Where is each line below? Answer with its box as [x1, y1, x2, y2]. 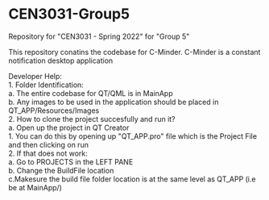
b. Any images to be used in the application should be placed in [8, 97, 219, 106]
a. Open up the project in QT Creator [8, 123, 130, 132]
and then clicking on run [8, 140, 89, 149]
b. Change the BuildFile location [8, 165, 114, 175]
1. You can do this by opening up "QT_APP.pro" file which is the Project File [8, 131, 258, 141]
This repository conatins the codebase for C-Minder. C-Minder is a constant [8, 47, 261, 56]
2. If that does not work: [8, 148, 89, 158]
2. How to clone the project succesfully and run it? [8, 114, 176, 123]
